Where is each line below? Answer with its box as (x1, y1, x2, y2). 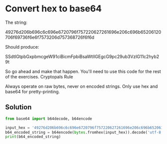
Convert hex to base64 (5, 3, 102, 14)
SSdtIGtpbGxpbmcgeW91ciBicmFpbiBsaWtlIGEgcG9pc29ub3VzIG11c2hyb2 (5, 53, 160, 60)
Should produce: (5, 44, 39, 50)
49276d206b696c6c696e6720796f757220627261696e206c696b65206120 (5, 29, 162, 35)
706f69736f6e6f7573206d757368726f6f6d (5, 34, 94, 40)
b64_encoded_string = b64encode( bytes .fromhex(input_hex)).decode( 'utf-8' (5, 130, 164, 135)
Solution (5, 103, 32, 112)
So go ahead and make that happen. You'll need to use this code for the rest (5, 68, 162, 74)
